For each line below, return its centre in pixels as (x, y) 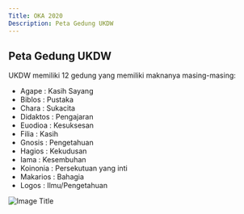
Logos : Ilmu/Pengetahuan (63, 186)
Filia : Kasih (39, 134)
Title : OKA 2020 (36, 16)
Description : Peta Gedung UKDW (61, 23)
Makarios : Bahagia (52, 177)
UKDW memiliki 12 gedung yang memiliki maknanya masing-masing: (122, 76)
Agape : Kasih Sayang (57, 91)
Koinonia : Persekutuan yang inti (74, 168)
